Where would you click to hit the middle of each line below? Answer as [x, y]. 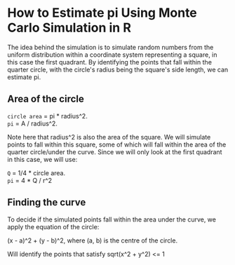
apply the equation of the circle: [53, 226]
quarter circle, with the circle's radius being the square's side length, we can [118, 69]
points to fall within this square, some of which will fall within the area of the [117, 144]
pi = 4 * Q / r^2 [30, 180]
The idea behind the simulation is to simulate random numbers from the [110, 47]
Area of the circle [46, 99]
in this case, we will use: [42, 159]
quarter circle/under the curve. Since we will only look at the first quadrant [115, 151]
